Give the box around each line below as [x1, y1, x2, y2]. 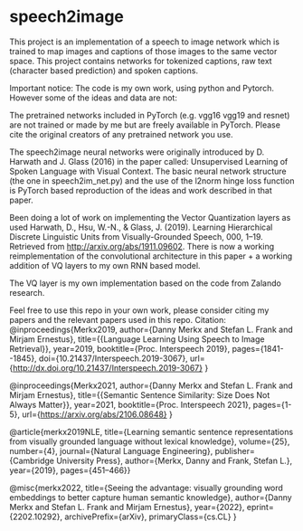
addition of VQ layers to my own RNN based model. [9, 260, 201, 270]
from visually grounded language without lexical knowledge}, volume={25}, [9, 436, 290, 447]
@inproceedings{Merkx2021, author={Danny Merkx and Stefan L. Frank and [9, 380, 294, 391]
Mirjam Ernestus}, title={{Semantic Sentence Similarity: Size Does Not [9, 389, 270, 400]
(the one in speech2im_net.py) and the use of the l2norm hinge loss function [9, 175, 295, 186]
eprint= [246, 501, 274, 512]
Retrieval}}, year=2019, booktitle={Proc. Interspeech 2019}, [9, 343, 231, 354]
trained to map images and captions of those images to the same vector [9, 45, 278, 56]
